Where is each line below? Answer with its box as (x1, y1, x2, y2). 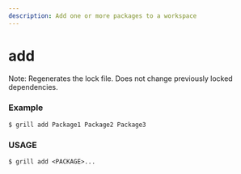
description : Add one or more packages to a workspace (8, 11, 197, 20)
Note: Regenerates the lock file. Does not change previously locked (8, 74, 233, 83)
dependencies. (8, 82, 58, 91)
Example (8, 102, 44, 113)
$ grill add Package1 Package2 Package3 (8, 121, 147, 129)
